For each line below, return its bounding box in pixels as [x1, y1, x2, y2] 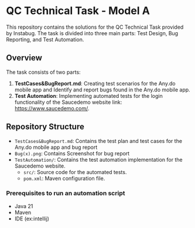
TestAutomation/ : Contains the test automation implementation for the [14, 156, 183, 163]
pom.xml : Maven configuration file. [23, 175, 105, 182]
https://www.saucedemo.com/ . [14, 104, 90, 112]
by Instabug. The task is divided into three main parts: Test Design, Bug [6, 29, 179, 36]
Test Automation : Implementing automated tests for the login [14, 92, 163, 99]
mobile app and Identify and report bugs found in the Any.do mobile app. [14, 86, 190, 93]
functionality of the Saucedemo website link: [14, 98, 122, 106]
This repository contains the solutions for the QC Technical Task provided [6, 23, 184, 30]
